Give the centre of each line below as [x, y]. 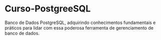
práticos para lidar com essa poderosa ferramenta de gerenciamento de [79, 27]
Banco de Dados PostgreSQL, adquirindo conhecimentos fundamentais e [80, 22]
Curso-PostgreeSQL [48, 9]
